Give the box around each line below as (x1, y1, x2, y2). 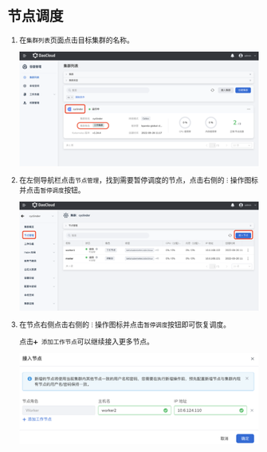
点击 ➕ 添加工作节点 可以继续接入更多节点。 (18, 336, 155, 346)
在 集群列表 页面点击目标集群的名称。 (18, 35, 135, 45)
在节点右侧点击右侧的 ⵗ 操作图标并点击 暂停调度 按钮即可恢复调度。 (18, 320, 231, 329)
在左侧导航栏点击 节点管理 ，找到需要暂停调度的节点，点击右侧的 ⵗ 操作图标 (18, 175, 259, 184)
